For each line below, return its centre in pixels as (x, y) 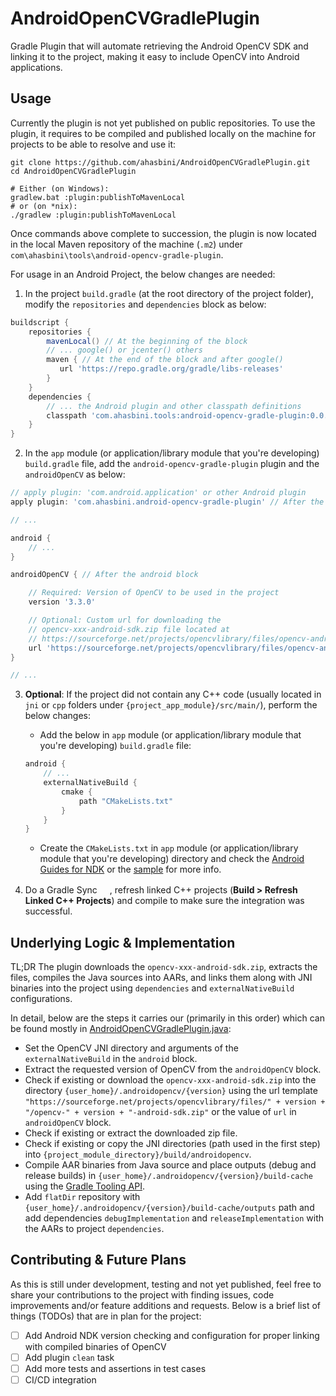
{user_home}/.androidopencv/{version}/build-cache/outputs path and (169, 1208)
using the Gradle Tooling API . (84, 1186)
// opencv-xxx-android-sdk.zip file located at (129, 629)
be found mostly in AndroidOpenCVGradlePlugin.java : (121, 1029)
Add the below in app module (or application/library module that (170, 735)
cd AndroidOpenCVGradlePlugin (73, 171)
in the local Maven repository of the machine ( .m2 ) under (126, 244)
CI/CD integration (60, 1380)
